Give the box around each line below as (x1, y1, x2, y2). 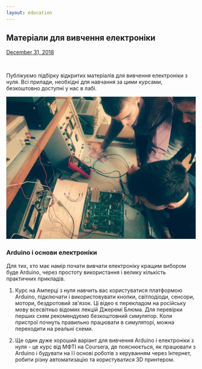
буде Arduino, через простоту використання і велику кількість (6, 268, 167, 276)
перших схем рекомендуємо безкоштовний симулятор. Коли (14, 312, 173, 319)
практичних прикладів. (6, 274, 66, 282)
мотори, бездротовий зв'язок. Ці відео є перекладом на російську (14, 299, 186, 306)
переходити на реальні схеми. (14, 325, 93, 332)
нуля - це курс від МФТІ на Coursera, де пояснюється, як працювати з (14, 343, 196, 350)
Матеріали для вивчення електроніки (6, 33, 156, 43)
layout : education (6, 10, 52, 16)
